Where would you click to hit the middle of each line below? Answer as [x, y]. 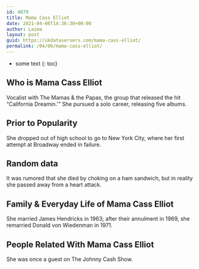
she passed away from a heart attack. [54, 185]
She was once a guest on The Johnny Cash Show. [69, 259]
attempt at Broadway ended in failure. [54, 144]
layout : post [23, 35]
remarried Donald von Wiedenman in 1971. [60, 225]
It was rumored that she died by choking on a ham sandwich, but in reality [99, 179]
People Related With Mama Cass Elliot [80, 244]
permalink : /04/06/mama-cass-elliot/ [54, 46]
